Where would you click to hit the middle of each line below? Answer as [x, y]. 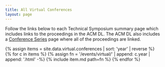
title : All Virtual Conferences [39, 10]
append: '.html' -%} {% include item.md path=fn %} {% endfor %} [73, 59]
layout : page [19, 14]
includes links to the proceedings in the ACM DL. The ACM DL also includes [82, 34]
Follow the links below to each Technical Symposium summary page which [82, 28]
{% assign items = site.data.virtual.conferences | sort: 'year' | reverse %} [80, 49]
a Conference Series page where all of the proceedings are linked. [73, 39]
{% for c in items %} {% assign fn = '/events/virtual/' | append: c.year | [78, 54]
